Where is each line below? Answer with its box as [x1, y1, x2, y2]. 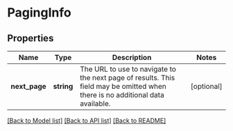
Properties [7, 32, 54, 44]
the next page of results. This [79, 73, 175, 82]
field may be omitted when [79, 81, 166, 91]
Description [112, 53, 152, 62]
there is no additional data [79, 90, 164, 99]
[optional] [190, 81, 223, 91]
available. [79, 99, 111, 108]
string [53, 81, 74, 91]
